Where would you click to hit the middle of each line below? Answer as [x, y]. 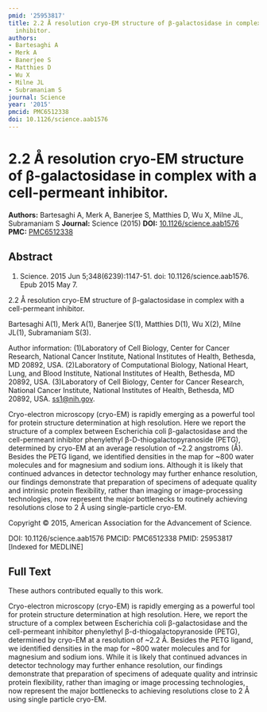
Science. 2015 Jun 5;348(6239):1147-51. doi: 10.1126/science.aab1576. [135, 276]
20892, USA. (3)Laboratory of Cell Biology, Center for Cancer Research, [126, 382]
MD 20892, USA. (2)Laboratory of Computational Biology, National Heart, [128, 364]
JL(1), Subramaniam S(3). [50, 332]
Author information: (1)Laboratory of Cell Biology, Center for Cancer [119, 348]
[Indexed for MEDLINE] [46, 546]
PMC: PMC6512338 [41, 231]
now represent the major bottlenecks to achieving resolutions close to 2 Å [129, 691]
